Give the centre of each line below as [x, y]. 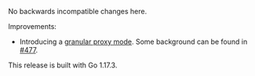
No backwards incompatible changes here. [78, 11]
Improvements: [33, 26]
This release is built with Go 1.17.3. [63, 65]
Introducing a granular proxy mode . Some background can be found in [133, 42]
